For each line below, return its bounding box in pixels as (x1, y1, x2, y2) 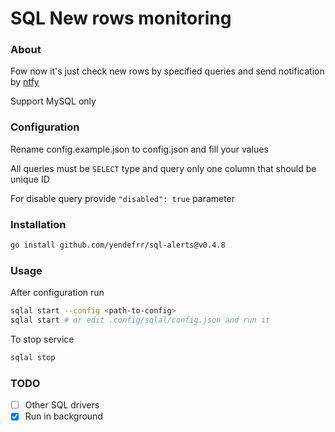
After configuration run (10, 287, 105, 299)
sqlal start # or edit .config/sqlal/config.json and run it (10, 315, 271, 326)
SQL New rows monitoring (10, 7, 232, 30)
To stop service (10, 333, 75, 345)
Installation (10, 217, 67, 231)
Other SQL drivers (24, 399, 100, 411)
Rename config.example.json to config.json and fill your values (10, 143, 269, 155)
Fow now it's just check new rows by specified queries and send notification (10, 65, 325, 77)
